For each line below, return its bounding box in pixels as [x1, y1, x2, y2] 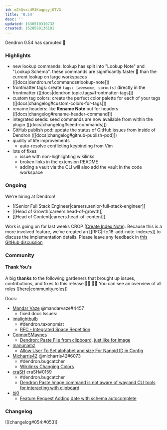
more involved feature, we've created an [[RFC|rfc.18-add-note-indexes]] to [5, 228, 161, 235]
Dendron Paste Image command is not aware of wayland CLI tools [19, 379, 156, 385]
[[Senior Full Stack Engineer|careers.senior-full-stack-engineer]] [12, 203, 146, 209]
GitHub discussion [5, 239, 43, 245]
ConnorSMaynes [12, 332, 47, 338]
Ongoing [5, 182, 27, 189]
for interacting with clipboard [19, 385, 80, 391]
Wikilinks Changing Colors [19, 363, 74, 370]
